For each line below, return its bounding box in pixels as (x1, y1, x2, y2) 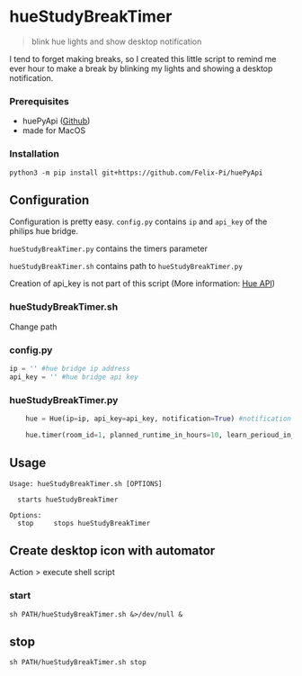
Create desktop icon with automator (9, 543, 216, 558)
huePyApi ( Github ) (22, 115, 91, 127)
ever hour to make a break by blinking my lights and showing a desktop (9, 63, 273, 74)
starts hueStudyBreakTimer (17, 495, 119, 504)
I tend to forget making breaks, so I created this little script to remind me (9, 53, 277, 64)
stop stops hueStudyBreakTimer (17, 518, 151, 527)
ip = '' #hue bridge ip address (9, 364, 130, 373)
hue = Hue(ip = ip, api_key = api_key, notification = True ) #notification (25, 414, 292, 423)
